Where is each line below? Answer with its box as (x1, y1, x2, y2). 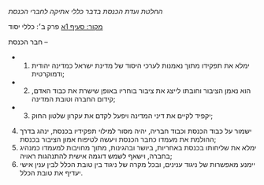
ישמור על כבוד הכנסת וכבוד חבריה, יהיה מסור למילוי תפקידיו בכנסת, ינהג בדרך (19, 126, 252, 135)
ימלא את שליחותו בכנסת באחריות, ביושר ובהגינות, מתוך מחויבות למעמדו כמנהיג (19, 143, 257, 152)
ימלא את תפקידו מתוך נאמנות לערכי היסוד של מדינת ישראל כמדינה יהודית (31, 61, 250, 70)
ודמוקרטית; (31, 69, 65, 78)
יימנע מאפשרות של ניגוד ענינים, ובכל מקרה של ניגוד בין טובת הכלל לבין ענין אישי (19, 160, 256, 168)
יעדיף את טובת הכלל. (19, 168, 84, 177)
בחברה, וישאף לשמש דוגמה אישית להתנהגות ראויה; (19, 151, 173, 161)
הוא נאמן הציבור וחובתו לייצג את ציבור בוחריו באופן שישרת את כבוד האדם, (31, 86, 251, 95)
